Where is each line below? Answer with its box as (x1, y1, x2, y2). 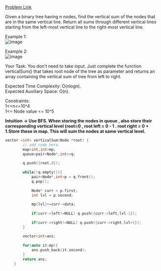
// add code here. (23, 142, 60, 147)
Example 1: (5, 34, 27, 39)
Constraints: (5, 98, 30, 104)
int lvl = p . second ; (31, 193, 74, 198)
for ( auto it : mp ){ (23, 243, 58, 248)
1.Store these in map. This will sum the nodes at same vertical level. (5, 128, 146, 134)
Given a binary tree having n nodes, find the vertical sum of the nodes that (5, 14, 156, 19)
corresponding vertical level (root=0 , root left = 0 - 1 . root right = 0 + (5, 123, 149, 129)
